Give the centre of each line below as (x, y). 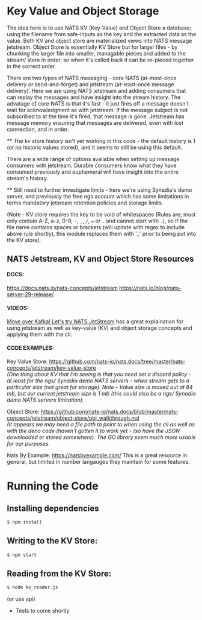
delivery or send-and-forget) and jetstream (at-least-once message (90, 84)
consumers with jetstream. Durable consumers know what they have (92, 165)
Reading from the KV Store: (59, 573)
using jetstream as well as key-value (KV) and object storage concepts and (99, 327)
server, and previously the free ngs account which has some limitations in (98, 196)
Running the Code (53, 486)
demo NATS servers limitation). (45, 400)
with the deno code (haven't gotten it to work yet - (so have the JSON (93, 431)
